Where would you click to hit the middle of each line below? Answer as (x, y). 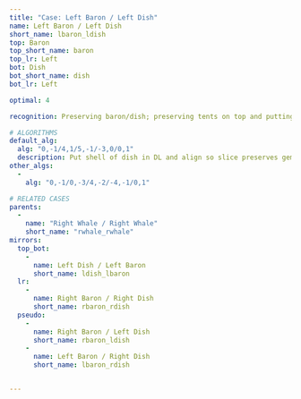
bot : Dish (28, 68)
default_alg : (34, 141)
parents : (26, 207)
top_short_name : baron (52, 51)
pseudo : (32, 315)
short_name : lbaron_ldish (57, 34)
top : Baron (30, 42)
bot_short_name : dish (50, 76)
